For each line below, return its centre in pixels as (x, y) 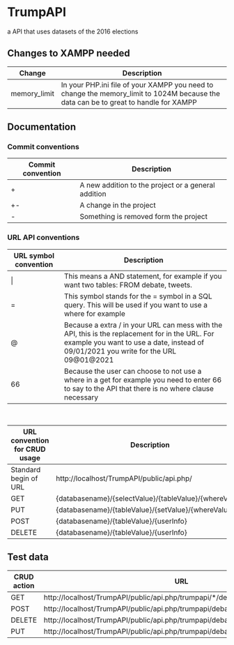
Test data (28, 557)
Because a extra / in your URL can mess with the (143, 325)
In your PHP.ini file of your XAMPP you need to (137, 84)
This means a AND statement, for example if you (143, 276)
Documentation (42, 127)
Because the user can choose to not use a (133, 371)
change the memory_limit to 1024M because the (141, 93)
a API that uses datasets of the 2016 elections (73, 31)
